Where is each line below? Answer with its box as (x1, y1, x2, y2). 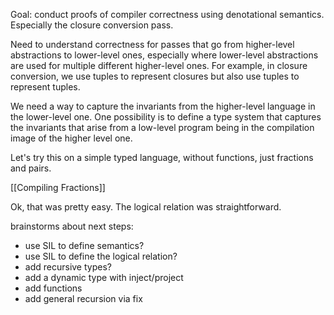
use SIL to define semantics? (24, 240, 145, 251)
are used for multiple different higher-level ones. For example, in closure (10, 60, 308, 71)
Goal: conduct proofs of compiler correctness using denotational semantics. (10, 9, 325, 20)
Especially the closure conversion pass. (10, 19, 174, 31)
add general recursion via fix (24, 293, 143, 304)
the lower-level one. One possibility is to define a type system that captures (10, 111, 322, 123)
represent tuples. (10, 81, 81, 93)
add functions (24, 282, 83, 294)
